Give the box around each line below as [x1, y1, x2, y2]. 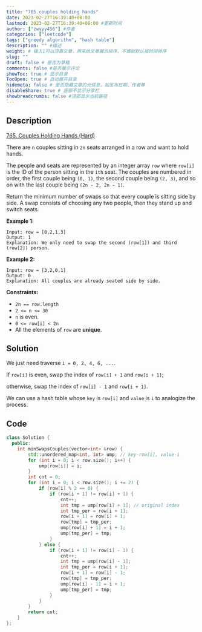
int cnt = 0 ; [28, 474, 61, 480]
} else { [38, 541, 61, 548]
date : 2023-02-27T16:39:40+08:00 [6, 15, 91, 21]
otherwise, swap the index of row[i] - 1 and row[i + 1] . [6, 383, 148, 390]
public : [11, 440, 31, 447]
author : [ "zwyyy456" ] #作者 [6, 25, 76, 32]
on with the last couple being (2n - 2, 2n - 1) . [6, 181, 125, 188]
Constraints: [6, 288, 39, 295]
